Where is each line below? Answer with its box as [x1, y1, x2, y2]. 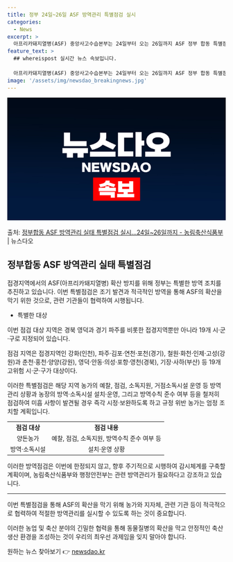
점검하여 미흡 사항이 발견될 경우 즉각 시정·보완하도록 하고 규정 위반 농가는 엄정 [7, 398, 218, 407]
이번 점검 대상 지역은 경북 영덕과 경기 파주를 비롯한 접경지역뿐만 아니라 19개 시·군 [7, 325, 226, 334]
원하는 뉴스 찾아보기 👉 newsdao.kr [7, 547, 105, 555]
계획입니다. [19, 407, 51, 416]
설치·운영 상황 [87, 445, 126, 454]
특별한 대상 [17, 311, 48, 319]
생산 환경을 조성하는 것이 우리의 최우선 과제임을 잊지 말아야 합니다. [7, 532, 187, 540]
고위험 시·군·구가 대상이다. [7, 366, 78, 375]
